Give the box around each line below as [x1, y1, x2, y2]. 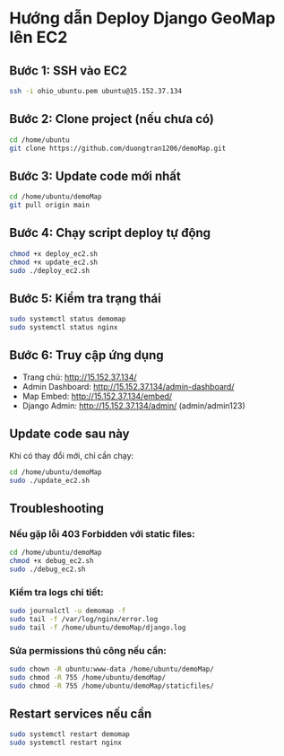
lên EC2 [9, 27, 68, 48]
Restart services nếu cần [9, 706, 152, 721]
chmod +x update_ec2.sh [9, 258, 99, 267]
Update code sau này [9, 426, 130, 442]
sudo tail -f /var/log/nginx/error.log [9, 614, 159, 623]
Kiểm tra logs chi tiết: [9, 585, 105, 598]
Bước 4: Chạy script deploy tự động [9, 225, 211, 241]
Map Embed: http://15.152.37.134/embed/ [22, 391, 173, 401]
